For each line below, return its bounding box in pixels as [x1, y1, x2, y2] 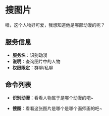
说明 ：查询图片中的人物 [12, 58, 60, 64]
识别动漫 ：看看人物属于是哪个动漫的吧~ [12, 95, 94, 101]
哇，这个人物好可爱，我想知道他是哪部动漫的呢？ [5, 22, 105, 28]
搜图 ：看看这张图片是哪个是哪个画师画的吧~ [12, 105, 103, 111]
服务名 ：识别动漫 [12, 52, 48, 58]
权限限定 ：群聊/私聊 [12, 64, 54, 70]
